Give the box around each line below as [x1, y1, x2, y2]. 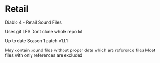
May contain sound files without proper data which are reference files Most [5, 47, 156, 53]
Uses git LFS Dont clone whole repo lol [5, 28, 83, 34]
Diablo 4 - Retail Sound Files [5, 19, 62, 25]
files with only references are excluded [5, 52, 83, 58]
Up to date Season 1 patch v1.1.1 [5, 38, 68, 44]
